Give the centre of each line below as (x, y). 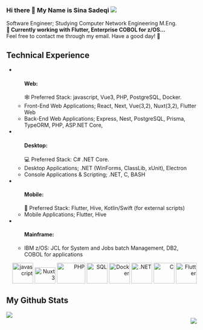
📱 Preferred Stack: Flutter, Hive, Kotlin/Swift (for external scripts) (105, 208)
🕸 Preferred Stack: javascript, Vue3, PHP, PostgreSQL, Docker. (103, 97)
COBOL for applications (53, 254)
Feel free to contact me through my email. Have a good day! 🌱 (83, 36)
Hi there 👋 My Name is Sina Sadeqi (58, 10)
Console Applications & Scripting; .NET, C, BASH (85, 174)
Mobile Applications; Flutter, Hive (65, 214)
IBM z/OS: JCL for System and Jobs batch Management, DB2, (101, 248)
